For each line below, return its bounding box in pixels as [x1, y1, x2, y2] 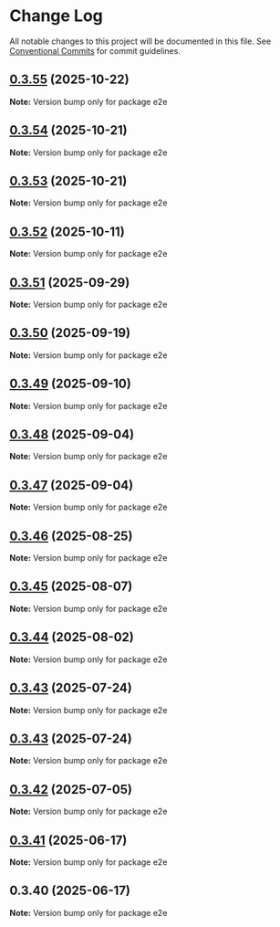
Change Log [9, 5, 103, 26]
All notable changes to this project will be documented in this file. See [9, 36, 272, 47]
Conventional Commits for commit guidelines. [9, 45, 181, 56]
